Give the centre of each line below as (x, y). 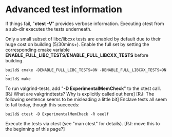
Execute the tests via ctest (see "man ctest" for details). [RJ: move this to (83, 123)
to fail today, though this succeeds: (42, 105)
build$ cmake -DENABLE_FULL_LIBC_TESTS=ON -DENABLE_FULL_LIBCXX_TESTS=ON (86, 70)
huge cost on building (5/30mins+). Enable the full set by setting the (77, 44)
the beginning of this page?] (35, 129)
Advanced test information (64, 9)
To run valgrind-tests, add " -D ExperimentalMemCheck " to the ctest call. (83, 88)
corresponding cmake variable (38, 50)
